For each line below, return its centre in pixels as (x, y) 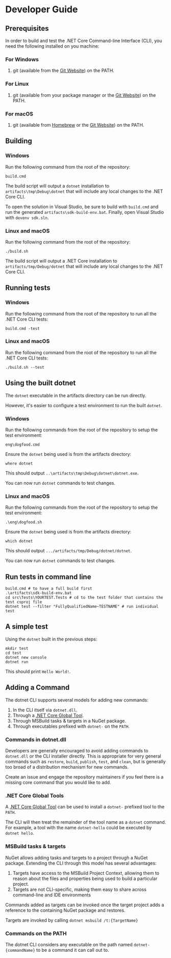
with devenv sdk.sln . (27, 217)
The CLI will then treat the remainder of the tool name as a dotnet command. (86, 822)
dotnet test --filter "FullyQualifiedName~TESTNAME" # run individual (82, 607)
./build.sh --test (25, 367)
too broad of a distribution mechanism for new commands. (67, 767)
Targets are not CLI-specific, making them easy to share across (79, 889)
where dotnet (19, 463)
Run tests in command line (48, 577)
